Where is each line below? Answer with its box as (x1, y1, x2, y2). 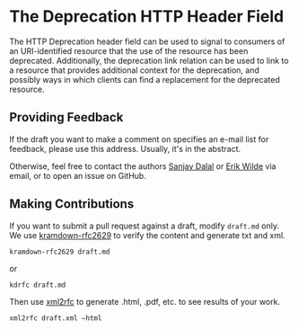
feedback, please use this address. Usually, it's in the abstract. (9, 143, 241, 154)
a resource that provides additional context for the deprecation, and (9, 65, 260, 76)
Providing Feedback (9, 110, 124, 125)
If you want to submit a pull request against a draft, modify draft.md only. (9, 220, 280, 231)
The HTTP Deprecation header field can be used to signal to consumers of (9, 36, 285, 47)
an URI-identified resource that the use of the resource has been (9, 45, 249, 56)
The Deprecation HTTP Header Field (9, 6, 285, 27)
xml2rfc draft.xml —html (9, 313, 102, 323)
